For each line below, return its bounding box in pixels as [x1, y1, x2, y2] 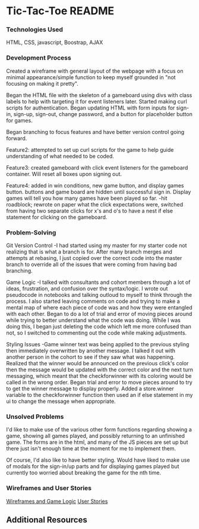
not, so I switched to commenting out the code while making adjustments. [6, 329, 187, 337]
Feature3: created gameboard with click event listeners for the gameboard [6, 164, 188, 171]
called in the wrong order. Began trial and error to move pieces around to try [6, 379, 193, 386]
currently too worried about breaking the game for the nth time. [6, 469, 162, 477]
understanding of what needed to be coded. [6, 152, 115, 159]
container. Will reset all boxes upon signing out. [6, 170, 122, 177]
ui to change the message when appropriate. [6, 397, 116, 405]
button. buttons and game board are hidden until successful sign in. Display [6, 188, 191, 195]
